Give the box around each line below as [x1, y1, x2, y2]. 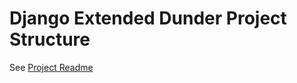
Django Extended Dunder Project [9, 7, 287, 30]
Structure [9, 28, 91, 51]
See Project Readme [9, 61, 94, 73]
